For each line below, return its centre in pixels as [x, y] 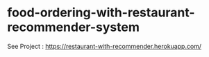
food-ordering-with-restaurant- [101, 13]
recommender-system [74, 27]
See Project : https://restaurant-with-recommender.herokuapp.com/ [104, 46]
